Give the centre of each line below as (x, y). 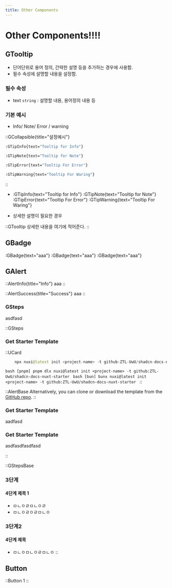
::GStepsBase (20, 466)
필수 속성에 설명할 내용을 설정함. (45, 74)
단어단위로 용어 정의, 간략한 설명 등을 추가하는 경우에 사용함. (73, 67)
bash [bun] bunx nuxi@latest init (110, 377)
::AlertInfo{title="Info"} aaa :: (35, 284)
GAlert (16, 271)
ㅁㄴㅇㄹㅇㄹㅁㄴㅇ (31, 512)
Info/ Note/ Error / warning (41, 127)
